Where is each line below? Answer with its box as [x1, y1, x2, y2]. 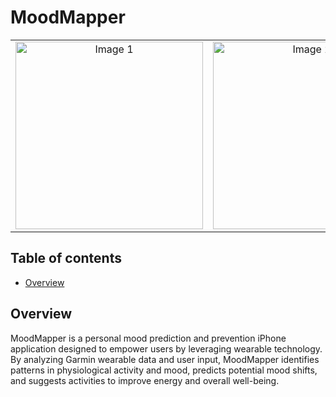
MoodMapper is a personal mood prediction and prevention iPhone [10, 332, 287, 344]
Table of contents [10, 250, 122, 267]
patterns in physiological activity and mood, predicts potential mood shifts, [10, 364, 318, 376]
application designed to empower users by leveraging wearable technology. [10, 342, 323, 355]
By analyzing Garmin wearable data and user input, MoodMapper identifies [10, 353, 320, 365]
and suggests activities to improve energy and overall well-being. [10, 374, 280, 386]
